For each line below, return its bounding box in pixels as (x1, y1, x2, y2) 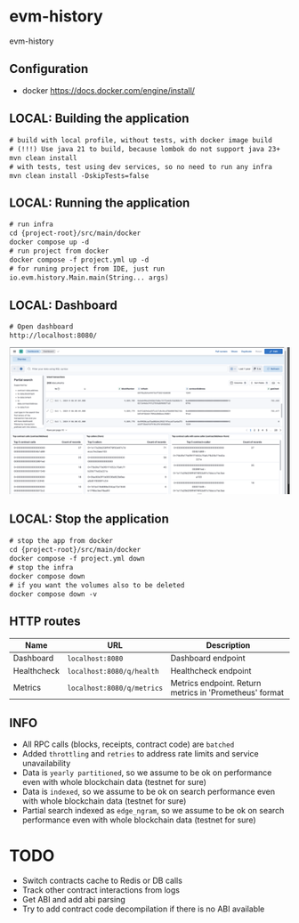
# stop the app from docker (9, 536, 114, 545)
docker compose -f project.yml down (9, 554, 145, 563)
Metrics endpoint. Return (170, 677, 262, 688)
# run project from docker (9, 247, 109, 255)
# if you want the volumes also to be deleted (9, 580, 185, 589)
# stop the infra (9, 563, 74, 571)
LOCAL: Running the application (9, 195, 190, 210)
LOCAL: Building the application (9, 111, 190, 126)
